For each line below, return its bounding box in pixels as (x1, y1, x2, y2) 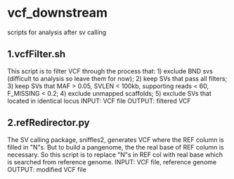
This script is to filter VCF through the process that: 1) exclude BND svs (7, 66, 213, 75)
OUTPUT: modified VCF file (7, 165, 86, 173)
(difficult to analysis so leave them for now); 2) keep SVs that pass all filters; (7, 74, 228, 83)
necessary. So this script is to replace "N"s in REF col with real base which (7, 150, 223, 159)
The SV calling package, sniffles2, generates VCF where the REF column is (7, 135, 224, 144)
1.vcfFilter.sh (7, 48, 66, 60)
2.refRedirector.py (7, 117, 90, 129)
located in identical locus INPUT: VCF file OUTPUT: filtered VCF (7, 96, 191, 105)
